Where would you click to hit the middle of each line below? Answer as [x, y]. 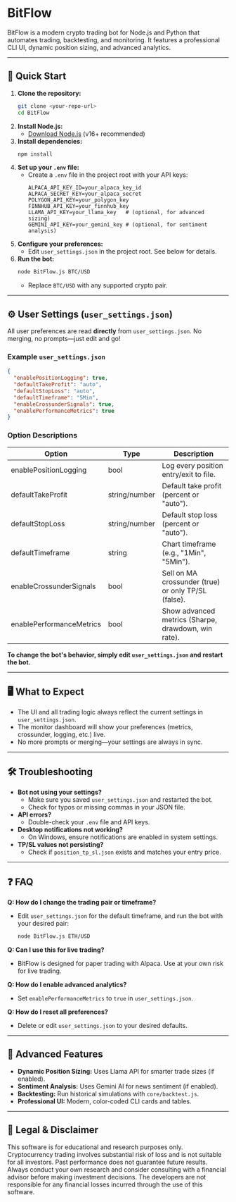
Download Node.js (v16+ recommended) [86, 134]
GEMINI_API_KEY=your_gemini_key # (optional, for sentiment [118, 225]
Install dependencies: [50, 141]
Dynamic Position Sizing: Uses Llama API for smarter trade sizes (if [116, 1071]
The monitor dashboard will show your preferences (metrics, [105, 727]
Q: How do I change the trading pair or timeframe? [82, 903]
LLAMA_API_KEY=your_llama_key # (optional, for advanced [116, 213]
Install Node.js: [40, 126]
